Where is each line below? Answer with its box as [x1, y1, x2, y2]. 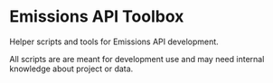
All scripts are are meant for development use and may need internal [9, 53, 265, 64]
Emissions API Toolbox [9, 6, 184, 27]
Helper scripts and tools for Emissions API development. [9, 36, 219, 47]
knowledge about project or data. [9, 63, 134, 74]
